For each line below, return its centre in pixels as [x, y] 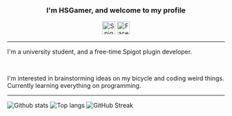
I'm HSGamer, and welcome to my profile [116, 10]
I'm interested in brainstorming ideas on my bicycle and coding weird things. [116, 78]
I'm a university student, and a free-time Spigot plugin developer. [99, 52]
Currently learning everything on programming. [74, 86]
